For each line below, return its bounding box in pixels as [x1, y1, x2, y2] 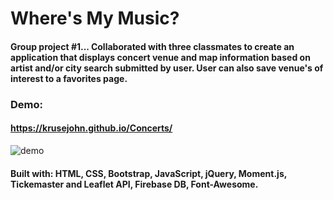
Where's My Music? [10, 7, 180, 30]
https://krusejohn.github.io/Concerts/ [10, 122, 173, 134]
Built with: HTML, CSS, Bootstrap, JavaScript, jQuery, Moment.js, [10, 167, 287, 179]
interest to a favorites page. [10, 72, 128, 84]
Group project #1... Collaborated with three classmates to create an [10, 40, 295, 52]
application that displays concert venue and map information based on [10, 51, 311, 63]
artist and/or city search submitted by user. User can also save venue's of [10, 62, 324, 74]
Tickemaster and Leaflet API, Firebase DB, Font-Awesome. [10, 178, 259, 190]
